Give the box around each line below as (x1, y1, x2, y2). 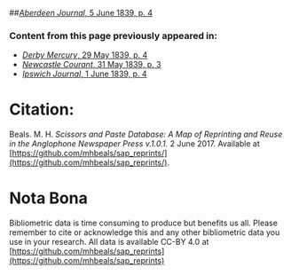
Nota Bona (9, 188, 89, 208)
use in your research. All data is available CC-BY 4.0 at (9, 237, 209, 247)
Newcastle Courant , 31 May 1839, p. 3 (21, 59, 161, 70)
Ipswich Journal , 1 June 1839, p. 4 (21, 68, 148, 79)
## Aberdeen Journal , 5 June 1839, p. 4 (9, 8, 153, 18)
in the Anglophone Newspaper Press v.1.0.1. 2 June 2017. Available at (9, 138, 260, 149)
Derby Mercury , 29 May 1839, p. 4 (21, 50, 148, 60)
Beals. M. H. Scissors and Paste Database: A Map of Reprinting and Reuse (9, 129, 283, 140)
